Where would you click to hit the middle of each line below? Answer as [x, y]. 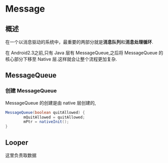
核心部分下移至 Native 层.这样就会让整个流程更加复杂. [61, 59]
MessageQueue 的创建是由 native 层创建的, [51, 103]
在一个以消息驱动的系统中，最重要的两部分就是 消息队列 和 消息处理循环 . [79, 42]
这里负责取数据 [21, 155]
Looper [17, 142]
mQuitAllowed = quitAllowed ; [54, 117]
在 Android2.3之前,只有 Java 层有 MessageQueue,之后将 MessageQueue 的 [84, 53]
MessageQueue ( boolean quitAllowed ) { [45, 112]
